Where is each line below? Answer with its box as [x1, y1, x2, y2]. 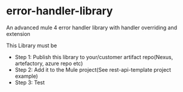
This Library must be [6, 42, 57, 49]
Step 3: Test [14, 79, 45, 86]
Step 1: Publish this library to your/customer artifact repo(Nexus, [14, 53, 173, 60]
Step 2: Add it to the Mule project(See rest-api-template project [14, 66, 172, 73]
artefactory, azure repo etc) [14, 60, 83, 67]
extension [6, 30, 31, 37]
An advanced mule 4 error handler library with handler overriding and [6, 24, 178, 31]
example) [14, 72, 38, 79]
